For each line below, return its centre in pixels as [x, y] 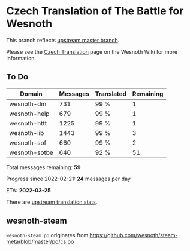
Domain [31, 94]
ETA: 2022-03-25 [28, 190]
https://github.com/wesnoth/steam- [134, 235]
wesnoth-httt [28, 123]
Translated [111, 94]
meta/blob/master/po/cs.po [40, 241]
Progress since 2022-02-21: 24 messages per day [68, 179]
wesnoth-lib [27, 133]
